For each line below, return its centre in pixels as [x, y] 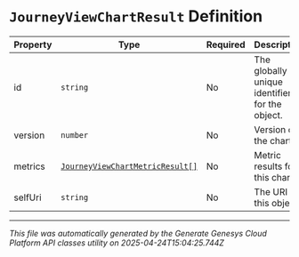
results [268, 166]
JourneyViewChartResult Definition [136, 16]
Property [33, 44]
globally [271, 70]
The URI [271, 191]
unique [268, 82]
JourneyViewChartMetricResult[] [129, 166]
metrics [30, 166]
